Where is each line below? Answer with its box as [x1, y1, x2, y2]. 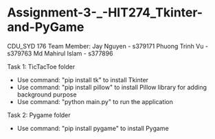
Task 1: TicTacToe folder [7, 62, 76, 71]
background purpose [16, 90, 77, 99]
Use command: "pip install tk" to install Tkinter [16, 75, 149, 84]
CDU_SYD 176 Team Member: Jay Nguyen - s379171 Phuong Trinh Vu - [7, 42, 208, 50]
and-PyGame [7, 19, 84, 35]
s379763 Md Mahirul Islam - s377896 [7, 49, 113, 58]
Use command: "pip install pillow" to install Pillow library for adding [16, 83, 207, 91]
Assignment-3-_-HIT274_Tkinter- [7, 5, 203, 21]
